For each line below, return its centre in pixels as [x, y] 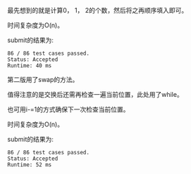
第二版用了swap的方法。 [43, 80]
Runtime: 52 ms [30, 165]
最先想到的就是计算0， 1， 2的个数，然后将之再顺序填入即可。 [98, 10]
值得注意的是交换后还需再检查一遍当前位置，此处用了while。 [95, 94]
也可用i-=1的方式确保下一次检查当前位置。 [68, 109]
